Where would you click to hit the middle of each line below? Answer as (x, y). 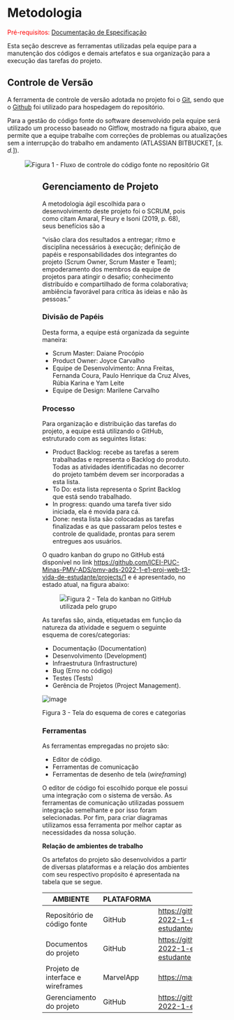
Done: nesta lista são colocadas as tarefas (113, 519)
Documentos (67, 944)
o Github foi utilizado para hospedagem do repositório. (86, 107)
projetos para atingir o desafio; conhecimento (108, 276)
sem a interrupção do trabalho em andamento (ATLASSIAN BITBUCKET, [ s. (115, 143)
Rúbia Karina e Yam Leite (88, 383)
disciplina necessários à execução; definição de (111, 247)
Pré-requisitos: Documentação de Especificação (77, 32)
